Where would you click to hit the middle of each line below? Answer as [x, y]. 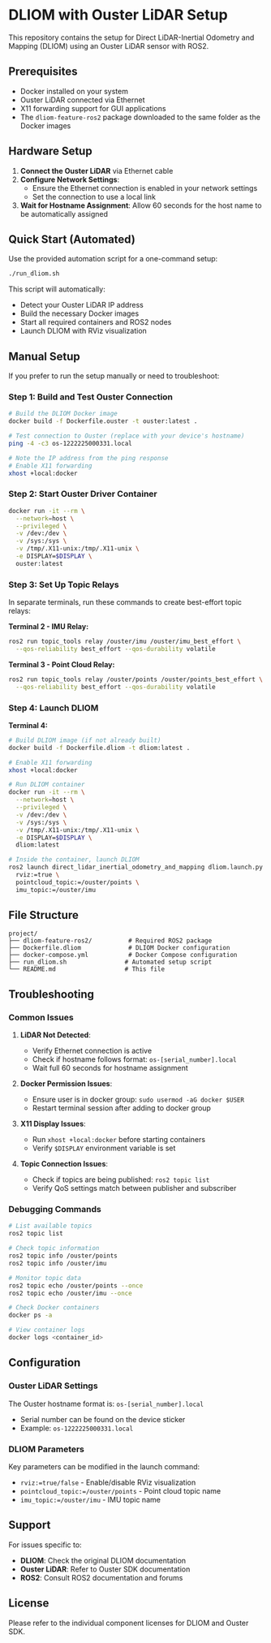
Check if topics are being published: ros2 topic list [121, 1179]
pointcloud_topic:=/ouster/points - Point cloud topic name [120, 1490]
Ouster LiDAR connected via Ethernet [82, 100]
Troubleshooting [52, 994]
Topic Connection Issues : [64, 1164]
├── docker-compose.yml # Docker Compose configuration [123, 955]
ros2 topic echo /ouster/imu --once [70, 1293]
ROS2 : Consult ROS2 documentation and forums [101, 1577]
